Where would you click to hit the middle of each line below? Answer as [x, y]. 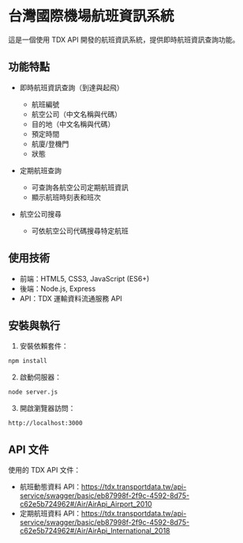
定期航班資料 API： [50, 513]
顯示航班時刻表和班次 [66, 197]
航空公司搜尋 [40, 213]
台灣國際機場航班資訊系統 [92, 16]
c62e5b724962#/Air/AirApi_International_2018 [95, 530]
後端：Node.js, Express [58, 288]
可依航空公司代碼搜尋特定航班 [80, 231]
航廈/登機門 [50, 144]
